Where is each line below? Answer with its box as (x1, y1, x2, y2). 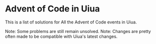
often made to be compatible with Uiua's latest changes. (5, 33, 118, 39)
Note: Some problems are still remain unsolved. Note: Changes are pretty (5, 28, 151, 34)
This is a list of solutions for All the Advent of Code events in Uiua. (5, 19, 137, 25)
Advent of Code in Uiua (5, 3, 100, 14)
